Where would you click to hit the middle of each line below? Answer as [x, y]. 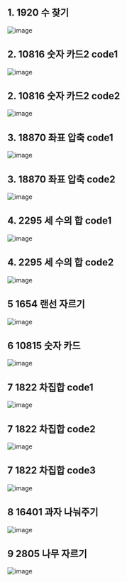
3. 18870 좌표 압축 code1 [60, 137]
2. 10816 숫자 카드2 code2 [64, 96]
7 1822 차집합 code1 [50, 387]
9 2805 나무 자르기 [47, 553]
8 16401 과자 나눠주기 [53, 512]
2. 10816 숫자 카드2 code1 [63, 54]
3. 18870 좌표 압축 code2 [61, 179]
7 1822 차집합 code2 [51, 429]
